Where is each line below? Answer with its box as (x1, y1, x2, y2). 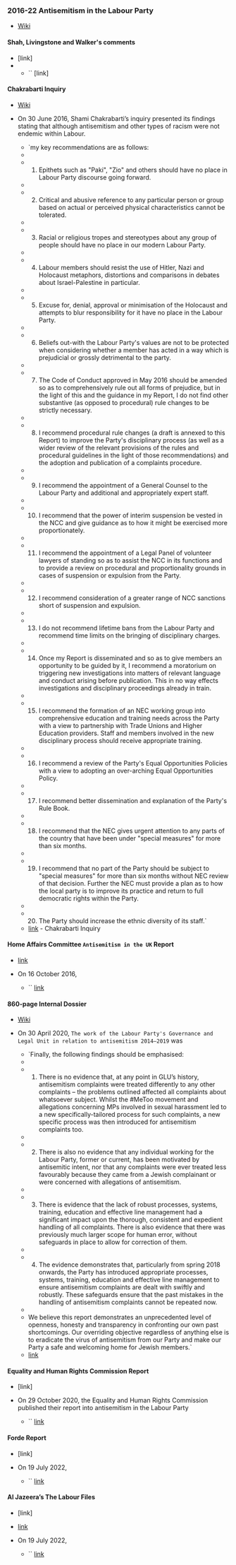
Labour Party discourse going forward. (38, 172, 151, 182)
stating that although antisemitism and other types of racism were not (17, 122, 220, 130)
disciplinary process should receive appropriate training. (38, 736, 203, 744)
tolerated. (38, 211, 67, 219)
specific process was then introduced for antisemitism (38, 1118, 197, 1126)
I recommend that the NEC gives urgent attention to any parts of (38, 826, 225, 835)
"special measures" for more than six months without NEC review (38, 872, 229, 880)
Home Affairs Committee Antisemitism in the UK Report (7, 940, 174, 949)
